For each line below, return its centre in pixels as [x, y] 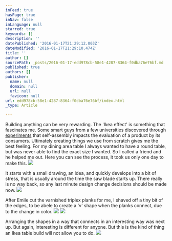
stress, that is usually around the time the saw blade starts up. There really [84, 179]
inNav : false [19, 19]
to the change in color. [29, 212]
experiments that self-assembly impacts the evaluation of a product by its [83, 135]
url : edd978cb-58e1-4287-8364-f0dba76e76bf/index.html [65, 101]
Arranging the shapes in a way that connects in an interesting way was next [85, 222]
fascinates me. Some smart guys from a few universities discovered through [86, 130]
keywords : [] [19, 34]
